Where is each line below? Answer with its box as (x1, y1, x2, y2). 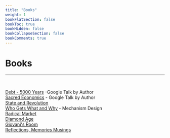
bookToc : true (5, 21, 35, 27)
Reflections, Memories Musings (5, 126, 71, 132)
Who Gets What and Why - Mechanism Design (5, 105, 103, 111)
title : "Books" (5, 7, 37, 13)
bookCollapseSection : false (5, 31, 65, 36)
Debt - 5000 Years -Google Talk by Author (5, 89, 94, 95)
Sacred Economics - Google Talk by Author (5, 94, 96, 100)
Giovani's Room (5, 121, 38, 127)
